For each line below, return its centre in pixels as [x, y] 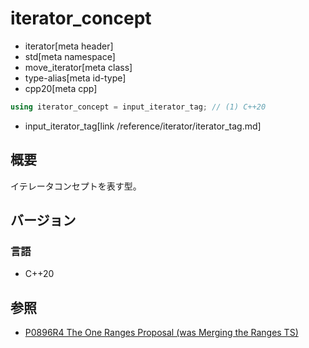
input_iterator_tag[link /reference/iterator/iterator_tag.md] [143, 126]
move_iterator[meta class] [78, 67]
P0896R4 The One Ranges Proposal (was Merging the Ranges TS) [161, 333]
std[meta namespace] [70, 56]
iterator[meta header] [69, 46]
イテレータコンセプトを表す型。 [76, 186]
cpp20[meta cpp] [61, 88]
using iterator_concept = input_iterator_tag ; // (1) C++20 [138, 107]
